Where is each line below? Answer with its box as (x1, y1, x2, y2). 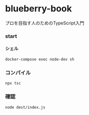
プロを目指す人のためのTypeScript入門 (5, 20, 85, 26)
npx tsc (5, 81, 21, 86)
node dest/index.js (5, 105, 46, 110)
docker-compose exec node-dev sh (5, 57, 75, 62)
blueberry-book (5, 3, 72, 14)
